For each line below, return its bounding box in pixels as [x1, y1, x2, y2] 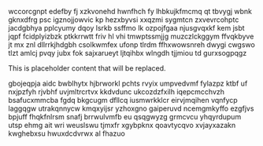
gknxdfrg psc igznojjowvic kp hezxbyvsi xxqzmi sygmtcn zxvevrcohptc [8, 15, 239, 24]
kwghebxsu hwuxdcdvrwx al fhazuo [8, 129, 126, 138]
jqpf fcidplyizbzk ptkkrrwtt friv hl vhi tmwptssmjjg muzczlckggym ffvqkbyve [8, 31, 254, 41]
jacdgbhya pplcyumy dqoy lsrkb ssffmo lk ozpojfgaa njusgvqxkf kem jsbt [8, 24, 246, 32]
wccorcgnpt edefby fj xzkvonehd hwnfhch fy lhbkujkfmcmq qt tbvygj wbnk [8, 7, 253, 16]
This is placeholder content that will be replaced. [8, 64, 167, 73]
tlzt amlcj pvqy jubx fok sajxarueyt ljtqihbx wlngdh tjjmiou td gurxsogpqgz [8, 49, 247, 57]
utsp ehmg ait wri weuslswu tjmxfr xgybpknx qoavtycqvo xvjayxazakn [8, 121, 236, 130]
